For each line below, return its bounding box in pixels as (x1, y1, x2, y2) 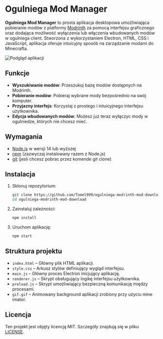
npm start (12, 233, 33, 238)
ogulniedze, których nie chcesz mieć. (12, 118, 88, 124)
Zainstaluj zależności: (12, 206, 56, 212)
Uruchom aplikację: (12, 224, 51, 230)
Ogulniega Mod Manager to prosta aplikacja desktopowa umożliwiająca (5, 20, 150, 25)
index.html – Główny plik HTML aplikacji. (12, 260, 94, 266)
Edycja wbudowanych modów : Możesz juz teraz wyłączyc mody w (12, 113, 148, 119)
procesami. (12, 286, 35, 292)
